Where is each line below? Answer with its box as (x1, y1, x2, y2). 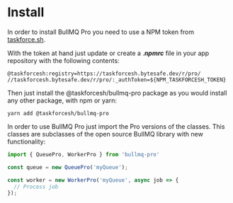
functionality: (7, 137, 46, 146)
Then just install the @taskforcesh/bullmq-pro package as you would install (7, 88, 227, 97)
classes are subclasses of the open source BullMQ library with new (7, 129, 203, 138)
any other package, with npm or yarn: (7, 96, 117, 105)
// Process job (13, 183, 59, 190)
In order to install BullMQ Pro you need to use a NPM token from (7, 28, 195, 36)
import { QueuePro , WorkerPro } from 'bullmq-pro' (7, 151, 160, 158)
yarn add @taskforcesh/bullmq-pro (7, 110, 110, 117)
